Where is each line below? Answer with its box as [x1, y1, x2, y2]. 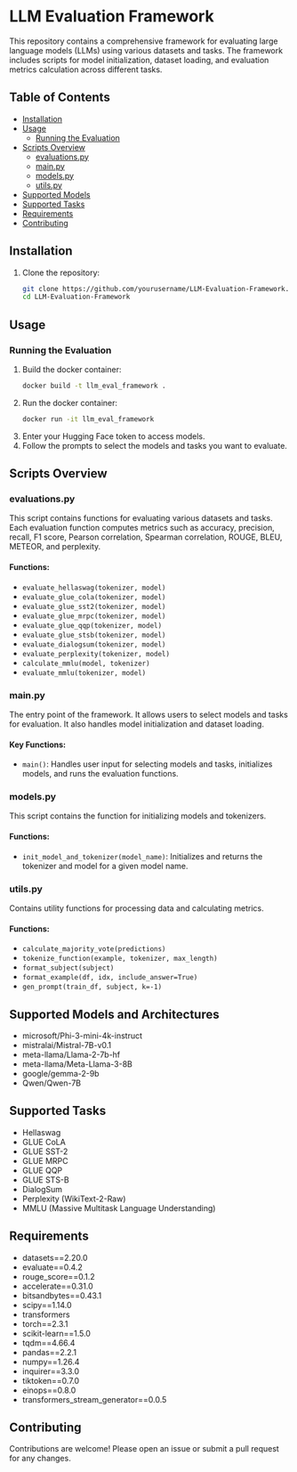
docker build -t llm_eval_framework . [21, 381, 166, 390]
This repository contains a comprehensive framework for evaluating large [9, 36, 278, 46]
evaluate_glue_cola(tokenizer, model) [21, 592, 166, 602]
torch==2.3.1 [21, 1318, 68, 1329]
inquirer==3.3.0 [21, 1365, 80, 1377]
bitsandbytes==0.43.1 [21, 1289, 102, 1301]
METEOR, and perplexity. [9, 541, 101, 552]
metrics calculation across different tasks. [9, 64, 163, 75]
